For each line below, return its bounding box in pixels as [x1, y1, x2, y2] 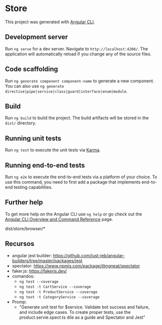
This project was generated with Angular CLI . [5, 19, 95, 25]
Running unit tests [5, 134, 61, 142]
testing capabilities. [14, 185, 53, 190]
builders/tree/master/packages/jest [12, 258, 83, 263]
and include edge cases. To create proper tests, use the [19, 309, 131, 315]
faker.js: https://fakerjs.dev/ [12, 268, 67, 274]
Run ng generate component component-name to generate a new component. [5, 78, 155, 84]
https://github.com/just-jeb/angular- [53, 252, 125, 258]
